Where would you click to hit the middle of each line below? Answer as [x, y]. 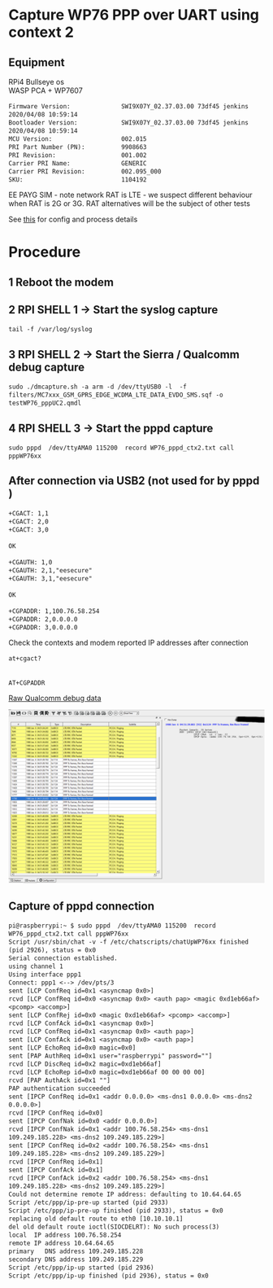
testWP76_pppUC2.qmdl [45, 403]
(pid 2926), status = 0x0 [52, 950]
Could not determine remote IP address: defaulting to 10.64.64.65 [125, 1194]
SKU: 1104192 [78, 180]
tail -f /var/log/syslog [50, 330]
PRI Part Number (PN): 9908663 [78, 147]
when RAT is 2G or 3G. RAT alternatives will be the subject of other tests [129, 204]
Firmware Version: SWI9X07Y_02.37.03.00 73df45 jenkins [129, 107]
